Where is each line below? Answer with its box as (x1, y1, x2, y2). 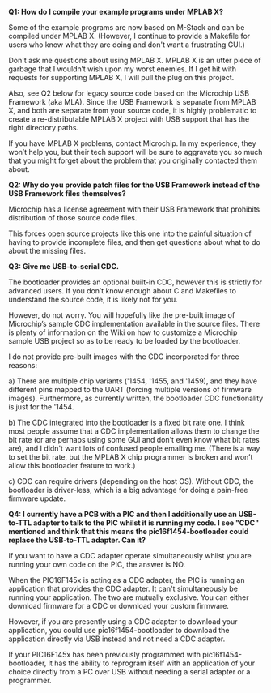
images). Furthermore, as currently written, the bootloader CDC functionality (8, 393, 264, 403)
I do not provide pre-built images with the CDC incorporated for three (8, 352, 240, 361)
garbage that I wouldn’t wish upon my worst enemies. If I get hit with (8, 64, 237, 74)
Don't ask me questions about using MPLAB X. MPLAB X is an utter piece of (8, 56, 261, 65)
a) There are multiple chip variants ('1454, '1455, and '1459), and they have (8, 376, 257, 386)
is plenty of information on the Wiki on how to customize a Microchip (8, 327, 238, 337)
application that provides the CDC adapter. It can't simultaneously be (8, 584, 239, 593)
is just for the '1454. (8, 402, 74, 412)
